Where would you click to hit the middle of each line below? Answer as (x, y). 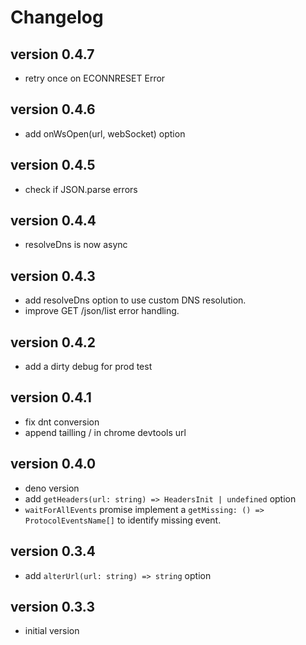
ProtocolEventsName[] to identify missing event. (123, 520)
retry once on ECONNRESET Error (95, 78)
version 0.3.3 (52, 606)
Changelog (57, 17)
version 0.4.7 (52, 54)
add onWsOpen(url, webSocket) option (105, 133)
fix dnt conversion (62, 422)
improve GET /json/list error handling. (102, 311)
